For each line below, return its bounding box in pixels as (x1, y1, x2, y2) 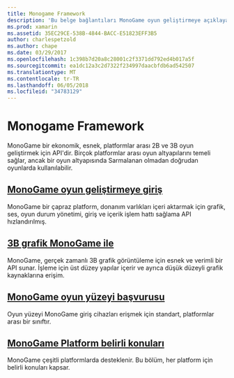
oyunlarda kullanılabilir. (7, 163, 73, 172)
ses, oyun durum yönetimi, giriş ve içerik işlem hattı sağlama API (7, 210, 192, 218)
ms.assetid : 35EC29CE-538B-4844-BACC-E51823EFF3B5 (7, 29, 157, 37)
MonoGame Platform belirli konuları (7, 337, 165, 349)
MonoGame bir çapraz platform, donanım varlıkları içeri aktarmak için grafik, (7, 202, 226, 210)
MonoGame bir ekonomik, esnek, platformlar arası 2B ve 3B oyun (7, 141, 194, 150)
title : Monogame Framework (7, 10, 86, 17)
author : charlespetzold (7, 36, 77, 43)
